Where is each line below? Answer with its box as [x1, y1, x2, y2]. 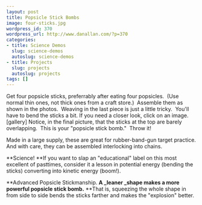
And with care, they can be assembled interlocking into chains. [6, 143, 163, 150]
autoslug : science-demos [11, 54, 74, 60]
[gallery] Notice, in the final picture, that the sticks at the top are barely [6, 118, 182, 125]
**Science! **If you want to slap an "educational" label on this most [6, 154, 177, 162]
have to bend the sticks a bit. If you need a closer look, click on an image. [6, 112, 189, 119]
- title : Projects [6, 59, 52, 65]
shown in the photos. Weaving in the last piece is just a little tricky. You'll [6, 106, 189, 113]
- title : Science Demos [6, 43, 66, 49]
